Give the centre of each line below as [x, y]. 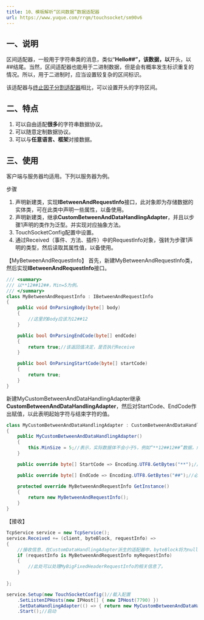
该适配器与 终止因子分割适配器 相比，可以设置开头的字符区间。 [83, 87]
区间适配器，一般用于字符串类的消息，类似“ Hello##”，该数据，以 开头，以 [99, 60]
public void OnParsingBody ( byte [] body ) [69, 308]
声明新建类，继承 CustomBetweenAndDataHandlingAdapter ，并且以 [102, 217]
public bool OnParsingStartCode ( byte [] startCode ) [83, 364]
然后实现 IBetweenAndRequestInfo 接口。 [58, 268]
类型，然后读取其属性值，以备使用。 [71, 247]
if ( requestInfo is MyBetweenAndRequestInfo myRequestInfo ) [95, 555]
